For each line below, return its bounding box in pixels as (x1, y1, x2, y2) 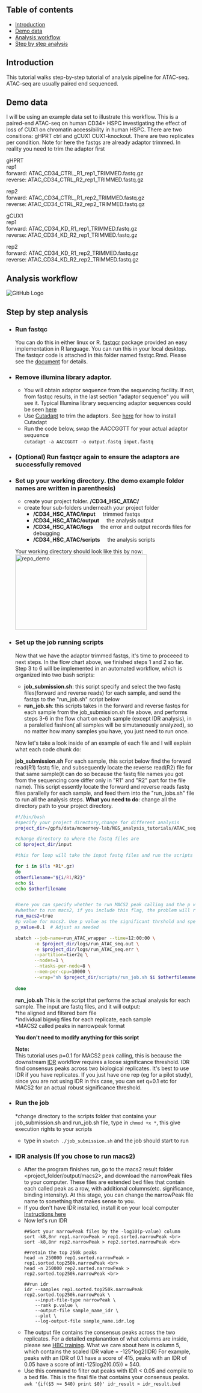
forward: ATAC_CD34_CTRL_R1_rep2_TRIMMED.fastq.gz (6, 194, 145, 201)
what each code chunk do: (14, 745, 81, 753)
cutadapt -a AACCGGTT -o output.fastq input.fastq (23, 439, 154, 445)
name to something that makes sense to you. (23, 1198, 135, 1205)
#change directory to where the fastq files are (14, 836, 139, 842)
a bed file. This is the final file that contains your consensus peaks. (23, 1374, 189, 1381)
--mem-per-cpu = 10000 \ (34, 969, 91, 975)
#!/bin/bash (14, 813, 45, 820)
